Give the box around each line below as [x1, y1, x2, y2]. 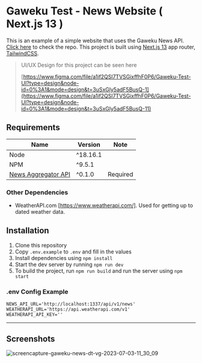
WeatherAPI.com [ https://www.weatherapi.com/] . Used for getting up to [14, 202, 194, 209]
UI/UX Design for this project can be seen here [20, 61, 137, 69]
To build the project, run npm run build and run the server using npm [14, 267, 183, 275]
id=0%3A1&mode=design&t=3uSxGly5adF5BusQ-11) [20, 105, 151, 112]
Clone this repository [14, 241, 67, 249]
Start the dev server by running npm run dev [14, 261, 124, 268]
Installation [6, 226, 49, 236]
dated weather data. [14, 208, 65, 216]
